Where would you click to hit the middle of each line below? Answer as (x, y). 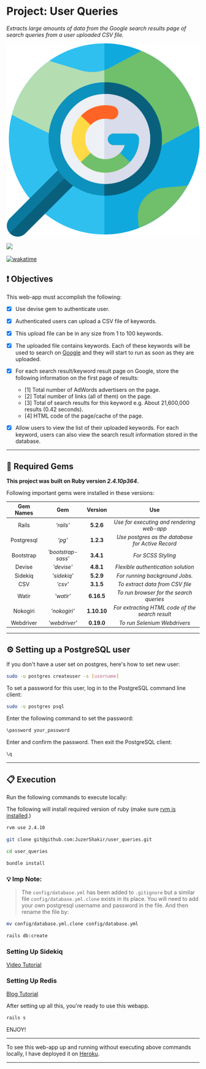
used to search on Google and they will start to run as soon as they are (105, 353)
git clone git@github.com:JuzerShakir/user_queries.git (79, 840)
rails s (16, 1018)
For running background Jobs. (154, 575)
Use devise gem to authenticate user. (62, 308)
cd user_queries (27, 852)
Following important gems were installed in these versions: (80, 492)
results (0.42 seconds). (54, 410)
